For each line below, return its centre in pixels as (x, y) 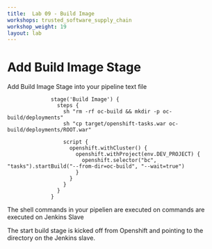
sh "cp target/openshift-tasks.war (115, 124)
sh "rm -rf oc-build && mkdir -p (111, 112)
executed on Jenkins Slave (46, 217)
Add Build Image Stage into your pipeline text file (77, 87)
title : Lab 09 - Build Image (51, 14)
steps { (68, 106)
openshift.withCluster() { (108, 148)
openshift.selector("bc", (119, 161)
